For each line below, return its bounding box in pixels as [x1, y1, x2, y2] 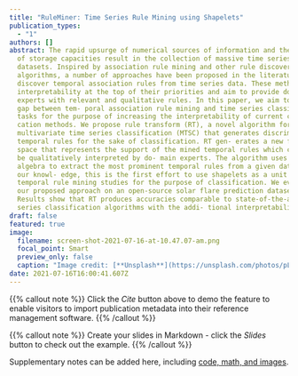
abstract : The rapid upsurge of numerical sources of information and [9, 46, 276, 55]
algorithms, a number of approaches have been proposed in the [17, 71, 255, 80]
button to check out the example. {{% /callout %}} [9, 339, 192, 349]
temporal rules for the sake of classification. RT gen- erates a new [17, 137, 284, 146]
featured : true [9, 220, 66, 228]
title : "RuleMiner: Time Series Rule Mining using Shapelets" [9, 12, 244, 22]
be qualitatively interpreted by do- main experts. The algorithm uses [17, 153, 288, 163]
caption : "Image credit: [17, 261, 109, 270]
